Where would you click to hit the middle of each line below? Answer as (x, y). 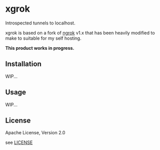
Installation (23, 64)
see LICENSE (19, 142)
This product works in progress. (40, 48)
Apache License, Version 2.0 (35, 133)
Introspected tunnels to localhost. (40, 23)
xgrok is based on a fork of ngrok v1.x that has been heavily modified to (80, 33)
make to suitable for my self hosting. (43, 38)
